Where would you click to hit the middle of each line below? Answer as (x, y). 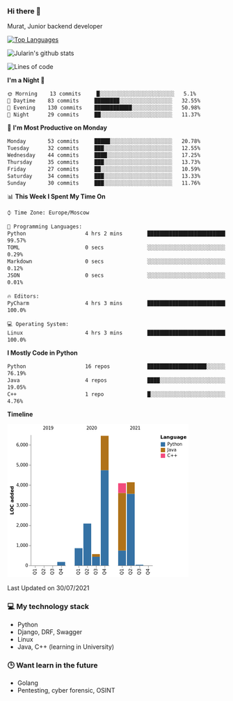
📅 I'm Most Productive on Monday (57, 128)
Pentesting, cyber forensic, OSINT (66, 690)
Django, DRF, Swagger (50, 632)
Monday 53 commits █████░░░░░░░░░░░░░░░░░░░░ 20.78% (104, 141)
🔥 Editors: (23, 296)
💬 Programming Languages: (45, 227)
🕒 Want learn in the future (53, 665)
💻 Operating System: (38, 324)
